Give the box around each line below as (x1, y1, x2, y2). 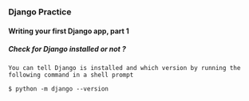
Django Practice (8, 6, 72, 17)
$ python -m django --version (8, 85, 109, 93)
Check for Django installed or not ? (8, 45, 126, 54)
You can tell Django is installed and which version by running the (8, 64, 241, 72)
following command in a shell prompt (8, 71, 134, 80)
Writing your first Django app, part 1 (8, 26, 129, 36)
